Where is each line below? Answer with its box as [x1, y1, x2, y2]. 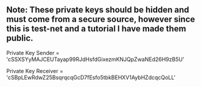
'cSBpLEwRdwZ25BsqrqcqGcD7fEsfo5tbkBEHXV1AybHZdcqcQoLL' [6, 74, 175, 81]
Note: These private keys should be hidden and [6, 5, 189, 15]
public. [6, 33, 33, 43]
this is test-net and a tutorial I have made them [6, 24, 186, 34]
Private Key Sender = [6, 49, 60, 56]
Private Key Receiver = [6, 67, 64, 74]
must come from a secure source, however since [6, 14, 196, 25]
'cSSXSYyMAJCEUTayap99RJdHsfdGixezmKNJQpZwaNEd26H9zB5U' [6, 56, 185, 63]
